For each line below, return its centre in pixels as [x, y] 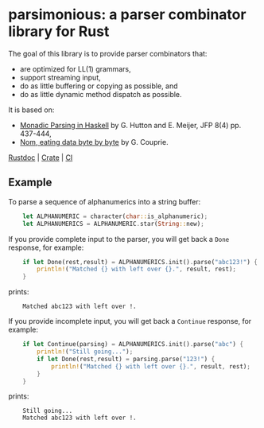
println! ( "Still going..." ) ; [85, 352]
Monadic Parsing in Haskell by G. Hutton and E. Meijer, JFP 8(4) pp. [130, 125]
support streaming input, [60, 77]
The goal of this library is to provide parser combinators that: [108, 53]
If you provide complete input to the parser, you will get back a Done [119, 239]
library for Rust [59, 31]
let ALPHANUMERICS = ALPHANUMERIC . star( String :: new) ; [113, 224]
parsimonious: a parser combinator [127, 15]
